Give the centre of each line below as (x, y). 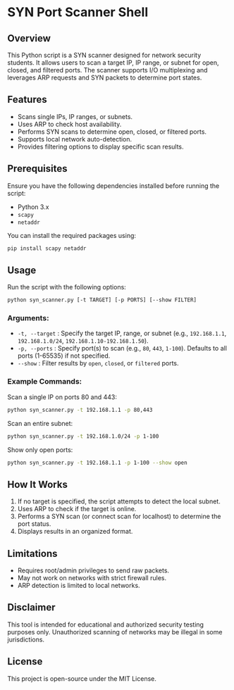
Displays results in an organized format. (75, 532)
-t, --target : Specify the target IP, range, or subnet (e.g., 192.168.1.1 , (122, 333)
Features (27, 100)
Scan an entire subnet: (40, 423)
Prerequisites (37, 169)
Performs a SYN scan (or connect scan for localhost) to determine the (119, 516)
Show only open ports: (40, 450)
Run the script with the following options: (67, 287)
